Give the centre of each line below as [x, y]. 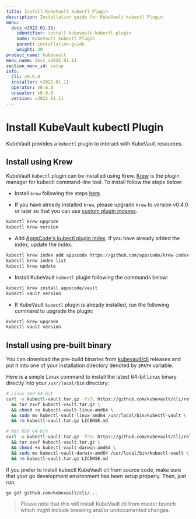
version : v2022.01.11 [38, 98]
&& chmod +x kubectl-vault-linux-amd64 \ [62, 410]
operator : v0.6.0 [32, 88]
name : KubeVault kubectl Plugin [56, 39]
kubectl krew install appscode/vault [52, 288]
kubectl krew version [32, 227]
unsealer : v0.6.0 [32, 93]
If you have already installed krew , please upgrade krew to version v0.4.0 [101, 205]
